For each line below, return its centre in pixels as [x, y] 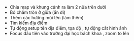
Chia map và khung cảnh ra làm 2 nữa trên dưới [58, 7]
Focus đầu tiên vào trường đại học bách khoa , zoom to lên [69, 33]
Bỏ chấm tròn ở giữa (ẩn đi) [37, 12]
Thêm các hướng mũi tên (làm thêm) [47, 18]
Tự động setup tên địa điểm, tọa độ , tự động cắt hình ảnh [68, 28]
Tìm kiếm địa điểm [29, 23]
